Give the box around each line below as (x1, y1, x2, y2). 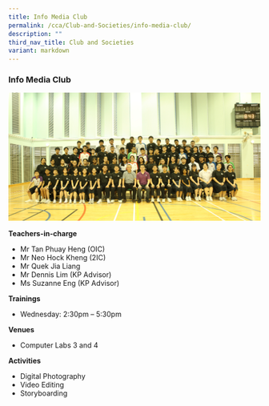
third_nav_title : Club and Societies (8, 38, 134, 46)
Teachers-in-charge (8, 228, 78, 238)
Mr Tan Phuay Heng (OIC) (19, 244, 106, 254)
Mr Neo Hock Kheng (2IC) (19, 252, 106, 262)
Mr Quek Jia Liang (19, 261, 81, 271)
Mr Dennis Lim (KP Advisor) (19, 269, 112, 279)
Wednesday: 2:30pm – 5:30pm (19, 309, 122, 319)
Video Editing (19, 380, 65, 389)
